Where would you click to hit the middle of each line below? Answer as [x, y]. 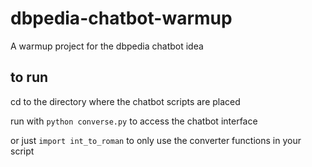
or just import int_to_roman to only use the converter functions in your [156, 140]
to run [29, 77]
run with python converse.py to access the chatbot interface [134, 121]
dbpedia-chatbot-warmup [121, 18]
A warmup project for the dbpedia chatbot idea [107, 46]
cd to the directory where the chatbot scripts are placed [125, 101]
